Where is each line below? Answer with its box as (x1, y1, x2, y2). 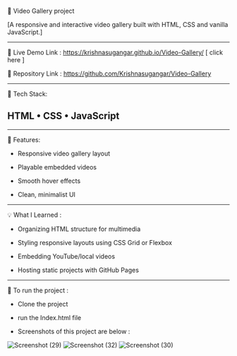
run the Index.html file (17, 313, 82, 321)
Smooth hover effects (17, 177, 81, 185)
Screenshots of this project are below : (17, 327, 130, 336)
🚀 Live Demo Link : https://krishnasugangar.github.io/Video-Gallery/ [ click (7, 48, 224, 57)
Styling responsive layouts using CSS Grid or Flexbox (17, 238, 173, 247)
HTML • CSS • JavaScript (7, 110, 120, 122)
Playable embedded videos (17, 162, 97, 171)
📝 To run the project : (7, 286, 69, 295)
